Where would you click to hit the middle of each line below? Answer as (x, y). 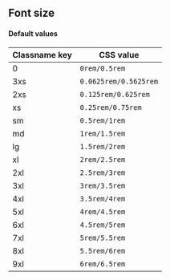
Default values (33, 33)
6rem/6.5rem (103, 264)
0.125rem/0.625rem (115, 94)
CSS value (119, 55)
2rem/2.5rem (103, 159)
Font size (31, 13)
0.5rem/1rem (103, 120)
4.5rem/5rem (103, 225)
